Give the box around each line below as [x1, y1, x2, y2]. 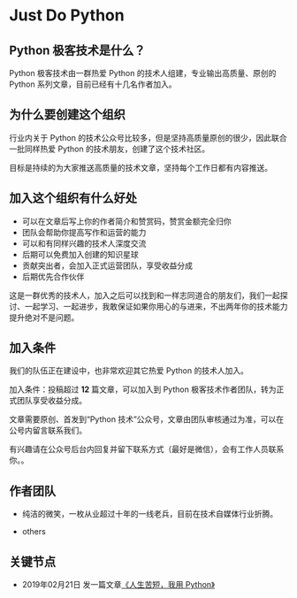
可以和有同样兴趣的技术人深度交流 [21, 238, 147, 249]
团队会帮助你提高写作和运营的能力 [21, 226, 147, 237]
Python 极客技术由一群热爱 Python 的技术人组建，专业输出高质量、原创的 [9, 68, 277, 78]
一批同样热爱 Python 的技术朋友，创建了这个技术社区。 [9, 143, 210, 154]
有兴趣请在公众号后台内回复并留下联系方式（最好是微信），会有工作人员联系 [9, 444, 285, 455]
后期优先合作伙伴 [21, 271, 85, 281]
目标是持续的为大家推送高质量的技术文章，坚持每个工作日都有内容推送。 [9, 162, 272, 172]
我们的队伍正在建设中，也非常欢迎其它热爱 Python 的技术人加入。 [9, 365, 249, 376]
